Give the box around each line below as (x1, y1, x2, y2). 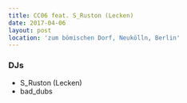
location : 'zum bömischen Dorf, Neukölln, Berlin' (8, 33, 181, 42)
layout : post (8, 26, 52, 34)
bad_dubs (19, 86, 54, 96)
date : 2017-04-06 (8, 19, 66, 27)
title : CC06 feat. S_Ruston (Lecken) (8, 11, 134, 20)
